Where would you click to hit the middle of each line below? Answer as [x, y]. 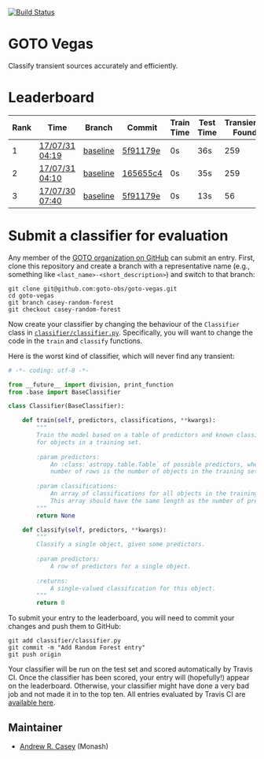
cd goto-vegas [31, 295]
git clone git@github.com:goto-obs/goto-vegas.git [93, 289]
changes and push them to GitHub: [65, 627]
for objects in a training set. [90, 442]
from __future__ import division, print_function [91, 385]
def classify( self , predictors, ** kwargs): [95, 530]
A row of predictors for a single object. [121, 566]
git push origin [35, 655]
